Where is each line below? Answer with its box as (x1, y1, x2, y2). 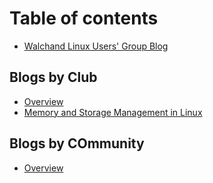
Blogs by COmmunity (9, 135, 145, 152)
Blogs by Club (9, 69, 98, 86)
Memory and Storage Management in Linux (23, 106, 203, 118)
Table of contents (9, 7, 159, 30)
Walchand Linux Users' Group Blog (23, 40, 169, 52)
